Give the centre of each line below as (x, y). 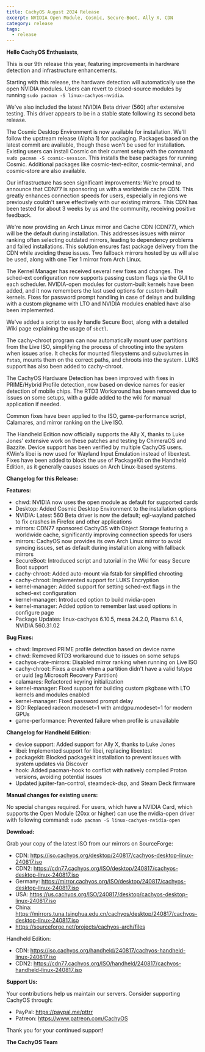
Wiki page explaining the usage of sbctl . (57, 329)
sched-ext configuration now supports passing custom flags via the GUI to (100, 278)
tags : (13, 29)
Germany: (27, 882)
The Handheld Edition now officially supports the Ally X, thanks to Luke (95, 434)
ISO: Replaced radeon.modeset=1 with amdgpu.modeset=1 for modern (104, 708)
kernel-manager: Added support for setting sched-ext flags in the (98, 586)
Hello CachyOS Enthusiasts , (43, 52)
